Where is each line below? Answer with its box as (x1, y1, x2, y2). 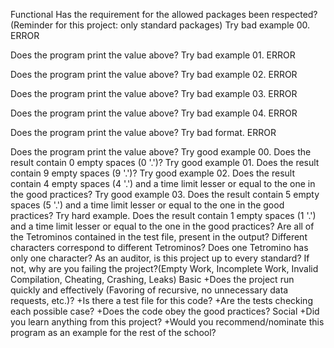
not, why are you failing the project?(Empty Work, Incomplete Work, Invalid (10, 263, 319, 274)
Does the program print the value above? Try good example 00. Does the (10, 146, 312, 158)
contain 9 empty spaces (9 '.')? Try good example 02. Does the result (10, 167, 295, 179)
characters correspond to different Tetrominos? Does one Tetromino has (10, 242, 309, 253)
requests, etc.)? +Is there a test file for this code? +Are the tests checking (10, 295, 313, 306)
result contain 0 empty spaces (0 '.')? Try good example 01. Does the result (10, 157, 320, 168)
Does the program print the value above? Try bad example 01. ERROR (10, 49, 296, 61)
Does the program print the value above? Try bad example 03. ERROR (10, 88, 298, 99)
